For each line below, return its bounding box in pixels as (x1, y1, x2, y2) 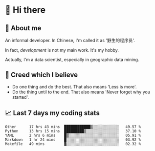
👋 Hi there (5, 4, 45, 16)
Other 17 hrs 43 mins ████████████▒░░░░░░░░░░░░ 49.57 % (5, 124, 141, 129)
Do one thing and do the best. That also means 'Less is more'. (12, 84, 137, 89)
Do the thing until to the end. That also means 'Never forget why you (12, 89, 151, 95)
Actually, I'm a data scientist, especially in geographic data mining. (5, 57, 139, 63)
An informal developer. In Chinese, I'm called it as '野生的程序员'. (5, 38, 135, 43)
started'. (12, 94, 29, 100)
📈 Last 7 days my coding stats (5, 109, 100, 117)
